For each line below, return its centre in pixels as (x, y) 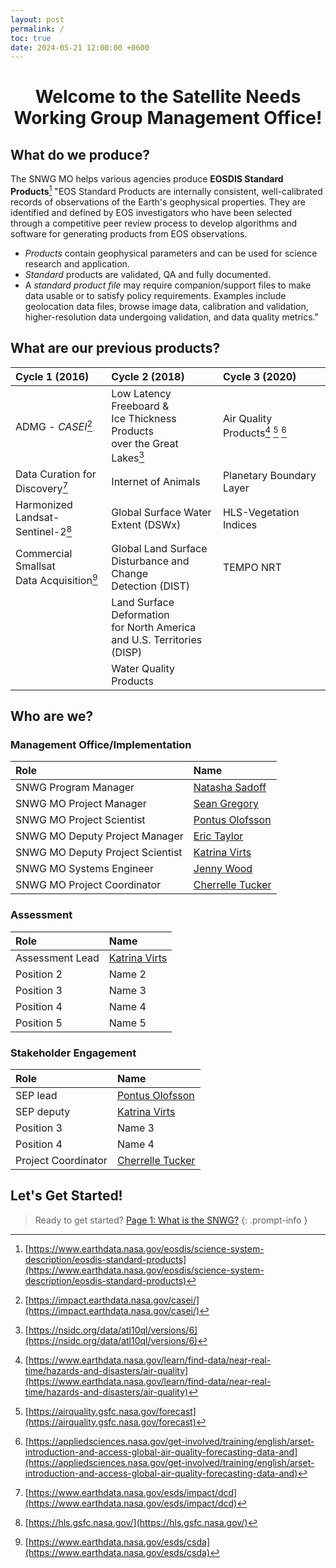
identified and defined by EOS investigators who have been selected (151, 212)
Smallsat (35, 566)
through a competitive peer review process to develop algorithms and (154, 223)
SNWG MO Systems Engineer (85, 869)
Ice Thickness (144, 418)
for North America (154, 627)
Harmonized (44, 505)
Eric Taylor (218, 836)
